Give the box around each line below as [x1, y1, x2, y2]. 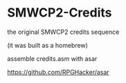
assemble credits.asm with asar [7, 54, 98, 63]
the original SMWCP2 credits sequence [7, 28, 120, 36]
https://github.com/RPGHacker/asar [7, 68, 109, 76]
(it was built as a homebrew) [7, 41, 89, 49]
